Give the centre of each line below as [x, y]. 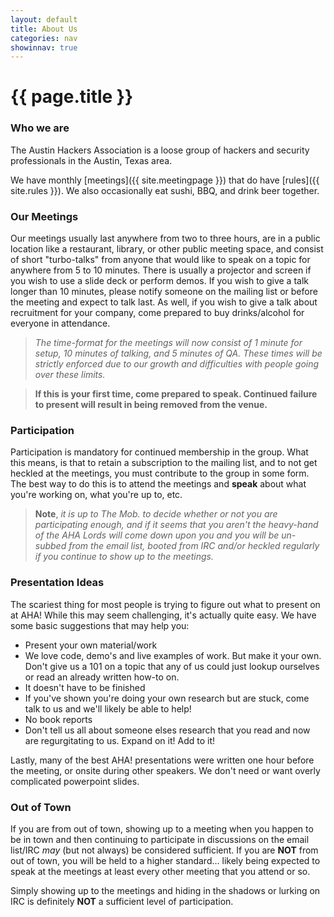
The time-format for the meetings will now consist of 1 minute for [168, 343]
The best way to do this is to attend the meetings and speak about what [158, 484]
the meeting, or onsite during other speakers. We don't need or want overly [165, 770]
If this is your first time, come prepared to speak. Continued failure [176, 394]
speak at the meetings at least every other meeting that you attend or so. [160, 871]
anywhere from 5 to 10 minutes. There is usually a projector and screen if [161, 270]
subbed [50, 546]
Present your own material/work [91, 645]
